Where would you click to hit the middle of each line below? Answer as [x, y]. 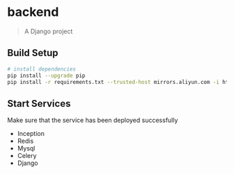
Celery [27, 156]
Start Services [39, 104]
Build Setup [33, 53]
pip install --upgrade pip [46, 76]
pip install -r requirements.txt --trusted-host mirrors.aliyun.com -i [113, 82]
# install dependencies [42, 69]
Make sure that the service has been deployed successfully [93, 120]
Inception [31, 134]
